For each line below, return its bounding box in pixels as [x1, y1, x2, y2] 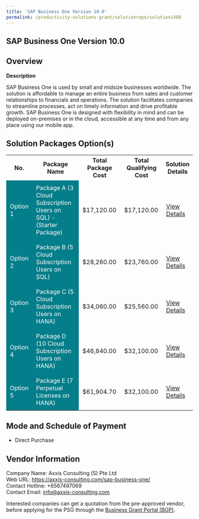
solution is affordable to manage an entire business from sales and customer [6, 90, 193, 97]
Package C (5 [36, 287, 74, 295]
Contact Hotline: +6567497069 [6, 482, 82, 489]
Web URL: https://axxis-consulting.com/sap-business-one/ [6, 476, 150, 483]
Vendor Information [6, 454, 80, 464]
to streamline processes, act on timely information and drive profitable [6, 102, 178, 110]
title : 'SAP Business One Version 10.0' [6, 8, 108, 15]
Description [6, 72, 36, 79]
